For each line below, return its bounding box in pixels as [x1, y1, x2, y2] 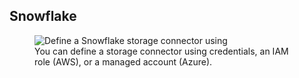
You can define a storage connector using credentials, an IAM [34, 45, 289, 57]
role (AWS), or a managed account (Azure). [34, 55, 213, 68]
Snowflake [9, 8, 77, 25]
